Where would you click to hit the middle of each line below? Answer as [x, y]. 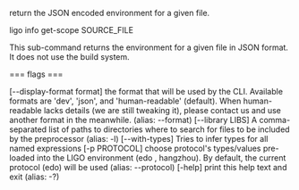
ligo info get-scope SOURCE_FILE [72, 30]
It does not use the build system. [69, 57]
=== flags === [36, 74]
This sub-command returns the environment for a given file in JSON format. [149, 47]
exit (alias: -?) [34, 177]
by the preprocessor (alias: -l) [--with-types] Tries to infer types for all [139, 139]
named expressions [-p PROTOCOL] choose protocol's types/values [135, 148]
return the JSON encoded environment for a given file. [110, 13]
